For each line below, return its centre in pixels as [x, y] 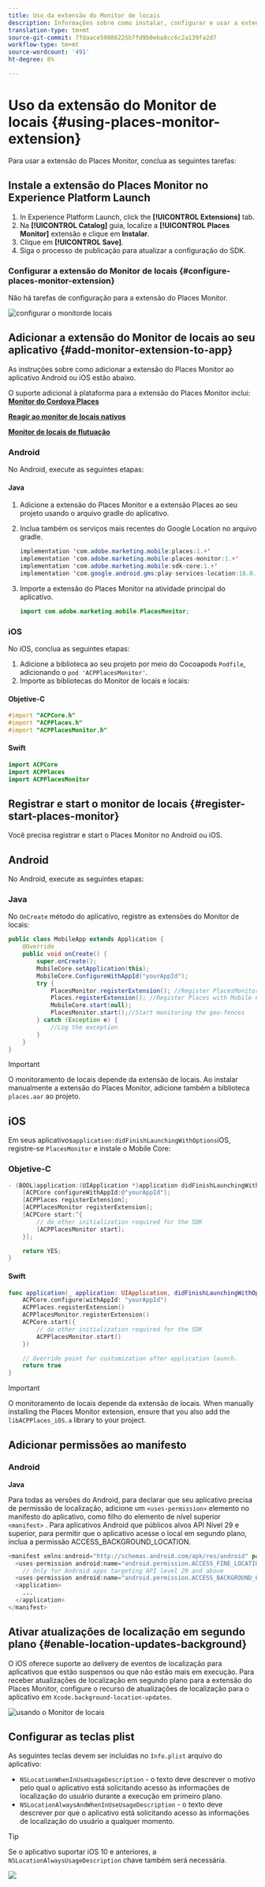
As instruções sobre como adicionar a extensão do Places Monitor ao [121, 369]
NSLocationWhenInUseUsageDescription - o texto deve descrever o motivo [138, 1780]
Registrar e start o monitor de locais [98, 804]
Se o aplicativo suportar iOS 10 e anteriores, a [82, 1852]
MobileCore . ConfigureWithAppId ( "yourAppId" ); [113, 976]
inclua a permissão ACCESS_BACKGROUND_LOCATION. [100, 1542]
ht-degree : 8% [32, 60]
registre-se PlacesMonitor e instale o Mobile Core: [90, 1149]
